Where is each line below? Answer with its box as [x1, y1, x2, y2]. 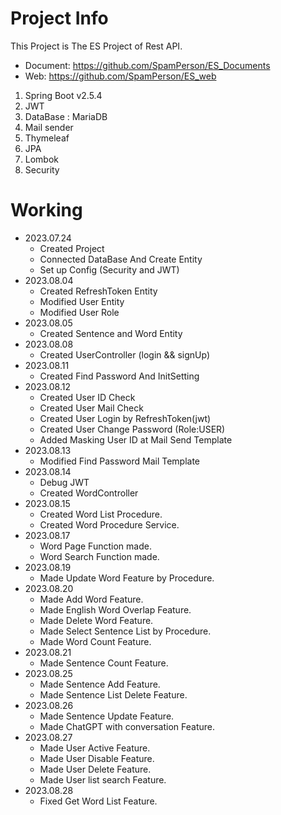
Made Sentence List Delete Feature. [39, 688, 188, 701]
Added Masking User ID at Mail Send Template [39, 433, 233, 446]
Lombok [24, 153, 60, 165]
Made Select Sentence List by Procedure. [39, 625, 212, 637]
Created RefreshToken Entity [39, 285, 158, 297]
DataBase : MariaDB [24, 110, 108, 122]
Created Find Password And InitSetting [39, 370, 200, 382]
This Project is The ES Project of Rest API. [10, 40, 183, 52]
